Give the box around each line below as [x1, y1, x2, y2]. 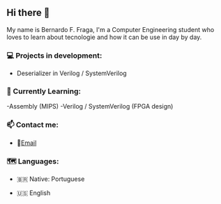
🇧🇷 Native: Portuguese [16, 175, 85, 183]
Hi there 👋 [6, 7, 50, 19]
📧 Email [16, 139, 37, 147]
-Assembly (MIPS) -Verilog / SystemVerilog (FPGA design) [6, 102, 174, 111]
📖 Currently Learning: [6, 86, 82, 96]
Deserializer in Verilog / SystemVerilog [16, 69, 127, 77]
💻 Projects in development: [6, 50, 102, 60]
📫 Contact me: [6, 120, 59, 130]
